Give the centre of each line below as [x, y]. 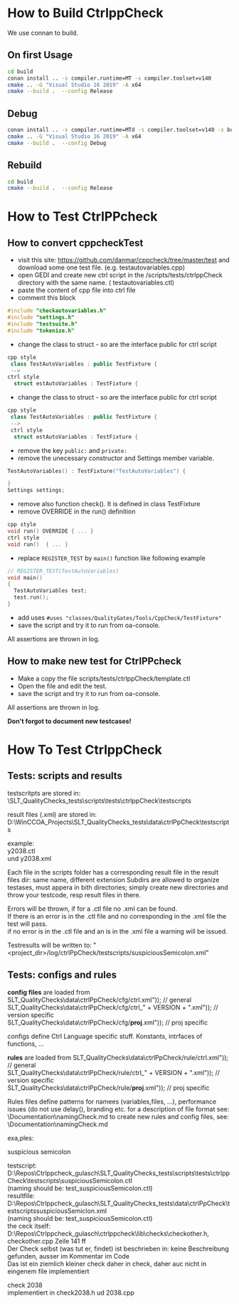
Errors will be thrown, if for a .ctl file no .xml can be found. [92, 909]
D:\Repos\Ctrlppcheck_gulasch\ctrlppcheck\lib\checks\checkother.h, [108, 1233]
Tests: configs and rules [62, 975]
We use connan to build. [43, 33]
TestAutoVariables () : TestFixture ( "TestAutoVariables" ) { [97, 471]
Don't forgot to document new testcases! [69, 721]
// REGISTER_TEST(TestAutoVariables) [63, 571]
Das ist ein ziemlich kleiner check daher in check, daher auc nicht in [107, 1263]
